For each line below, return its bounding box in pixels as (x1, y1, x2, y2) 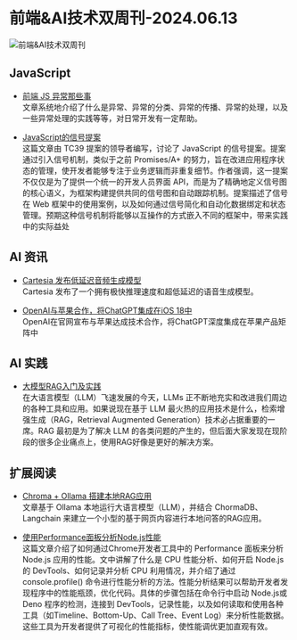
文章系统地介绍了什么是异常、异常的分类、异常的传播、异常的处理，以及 (21, 102, 288, 112)
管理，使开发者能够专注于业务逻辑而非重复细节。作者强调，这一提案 (37, 165, 288, 176)
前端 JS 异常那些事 (21, 90, 92, 101)
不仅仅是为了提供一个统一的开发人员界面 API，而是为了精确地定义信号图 (21, 176, 288, 187)
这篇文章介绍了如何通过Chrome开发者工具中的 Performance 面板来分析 (21, 543, 284, 554)
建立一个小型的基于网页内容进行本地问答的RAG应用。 (70, 513, 267, 524)
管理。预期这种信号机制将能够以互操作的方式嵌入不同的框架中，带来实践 (21, 209, 288, 220)
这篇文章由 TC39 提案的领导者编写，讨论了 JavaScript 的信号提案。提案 (21, 143, 286, 153)
